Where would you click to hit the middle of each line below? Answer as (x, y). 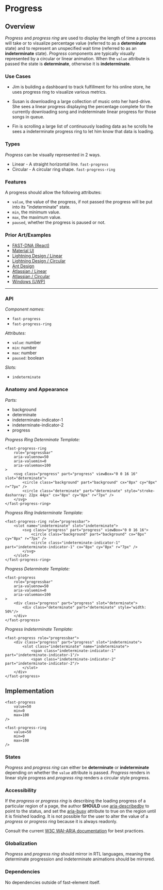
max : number (24, 353)
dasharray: (16, 495)
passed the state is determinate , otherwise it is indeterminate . (68, 64)
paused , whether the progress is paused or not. (59, 222)
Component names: (25, 309)
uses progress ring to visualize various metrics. (59, 92)
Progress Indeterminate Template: (39, 629)
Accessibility (21, 790)
